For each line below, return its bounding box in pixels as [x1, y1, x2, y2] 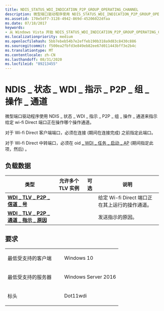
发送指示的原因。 [98, 214, 138, 220]
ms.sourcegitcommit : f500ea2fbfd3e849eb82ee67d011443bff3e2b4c [5, 43, 137, 48]
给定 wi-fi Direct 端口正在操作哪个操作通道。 [5, 119, 94, 125]
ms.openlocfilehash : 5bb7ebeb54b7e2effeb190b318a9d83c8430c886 [5, 39, 137, 44]
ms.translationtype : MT [5, 48, 54, 53]
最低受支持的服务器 [7, 273, 52, 280]
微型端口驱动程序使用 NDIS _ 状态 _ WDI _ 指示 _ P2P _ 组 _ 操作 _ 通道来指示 [5, 113, 158, 119]
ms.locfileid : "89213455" [5, 61, 58, 66]
